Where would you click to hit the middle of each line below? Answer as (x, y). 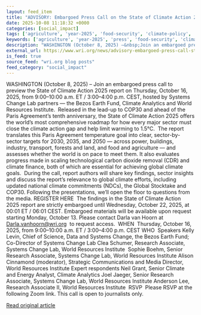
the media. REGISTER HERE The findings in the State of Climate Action (94, 198)
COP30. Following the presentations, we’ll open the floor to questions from (98, 192)
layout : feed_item (29, 12)
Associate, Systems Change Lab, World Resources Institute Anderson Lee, (98, 281)
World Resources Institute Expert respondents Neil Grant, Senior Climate (95, 268)
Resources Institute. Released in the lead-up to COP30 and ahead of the (96, 110)
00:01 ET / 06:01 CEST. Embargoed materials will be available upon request (99, 211)
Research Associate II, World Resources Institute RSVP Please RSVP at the (99, 288)
